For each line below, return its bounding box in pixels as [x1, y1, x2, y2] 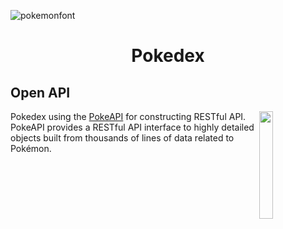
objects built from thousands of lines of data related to [10, 132, 235, 144]
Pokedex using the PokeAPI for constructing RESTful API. [10, 111, 247, 122]
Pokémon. [10, 143, 52, 154]
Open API [10, 84, 71, 101]
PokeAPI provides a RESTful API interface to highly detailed [10, 121, 255, 133]
